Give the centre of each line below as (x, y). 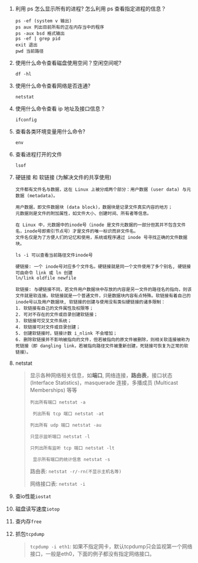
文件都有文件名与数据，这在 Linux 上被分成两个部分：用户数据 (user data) (97, 189)
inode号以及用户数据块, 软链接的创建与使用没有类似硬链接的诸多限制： (90, 302)
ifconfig (26, 120)
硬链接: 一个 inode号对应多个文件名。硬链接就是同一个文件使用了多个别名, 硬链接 (103, 267)
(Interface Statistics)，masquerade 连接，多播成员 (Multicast (104, 383)
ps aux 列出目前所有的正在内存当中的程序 (60, 27)
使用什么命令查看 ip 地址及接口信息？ (60, 109)
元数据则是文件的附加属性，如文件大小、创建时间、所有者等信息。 (83, 214)
